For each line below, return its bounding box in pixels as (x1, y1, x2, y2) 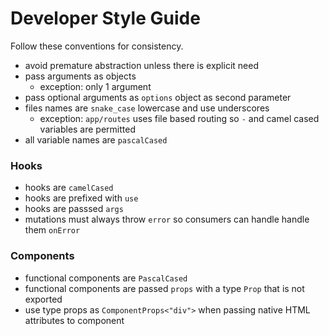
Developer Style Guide (10, 7, 201, 30)
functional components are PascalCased (24, 272, 188, 284)
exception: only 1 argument (39, 80, 152, 92)
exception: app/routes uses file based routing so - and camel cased (39, 112, 320, 124)
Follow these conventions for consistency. (10, 40, 184, 52)
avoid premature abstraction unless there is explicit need (24, 59, 259, 71)
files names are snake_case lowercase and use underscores (24, 102, 270, 114)
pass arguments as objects (24, 70, 137, 82)
